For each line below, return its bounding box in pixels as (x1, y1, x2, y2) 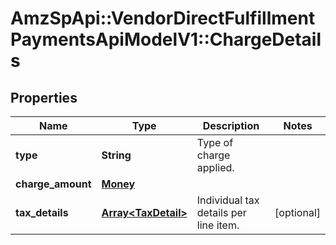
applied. (196, 161, 235, 174)
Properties (10, 89, 78, 106)
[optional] (274, 206, 321, 219)
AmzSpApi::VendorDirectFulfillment (10, 7, 316, 30)
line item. (196, 218, 240, 232)
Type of (196, 136, 234, 149)
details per (196, 206, 247, 219)
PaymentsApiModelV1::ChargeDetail (10, 28, 322, 51)
